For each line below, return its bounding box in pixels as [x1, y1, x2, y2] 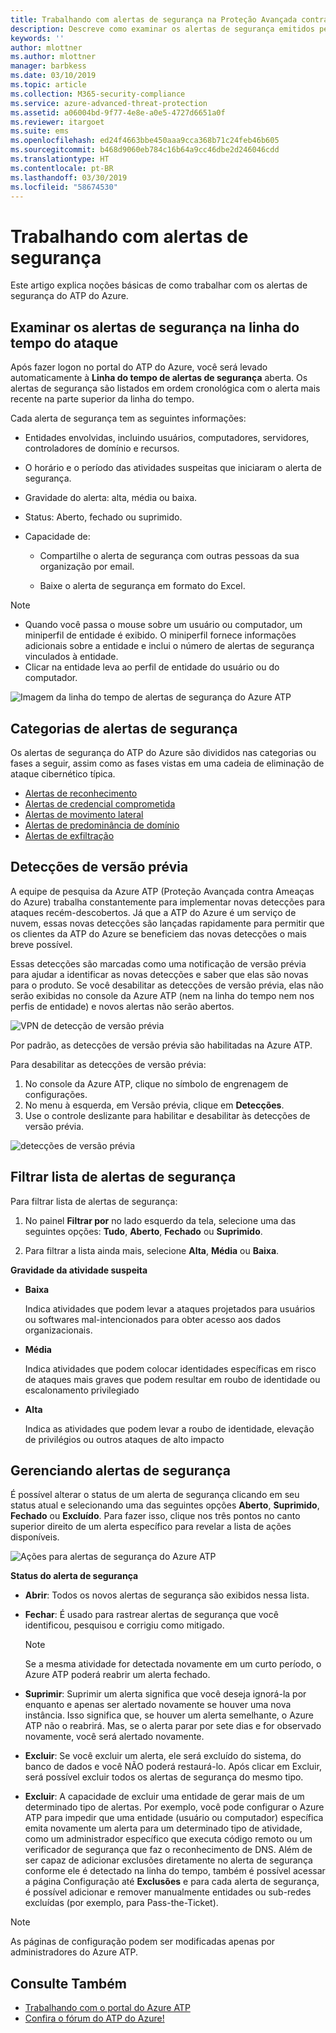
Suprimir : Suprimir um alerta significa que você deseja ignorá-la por [24, 1688, 307, 1700]
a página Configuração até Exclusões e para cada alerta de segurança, [24, 1876, 320, 1888]
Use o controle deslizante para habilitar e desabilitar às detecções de [24, 1109, 311, 1121]
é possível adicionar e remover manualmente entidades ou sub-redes [24, 1886, 312, 1898]
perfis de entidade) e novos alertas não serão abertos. [10, 1000, 235, 1012]
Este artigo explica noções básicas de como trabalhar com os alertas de [10, 279, 308, 291]
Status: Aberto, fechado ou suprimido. [24, 511, 183, 523]
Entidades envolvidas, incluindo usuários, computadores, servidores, [24, 432, 310, 444]
